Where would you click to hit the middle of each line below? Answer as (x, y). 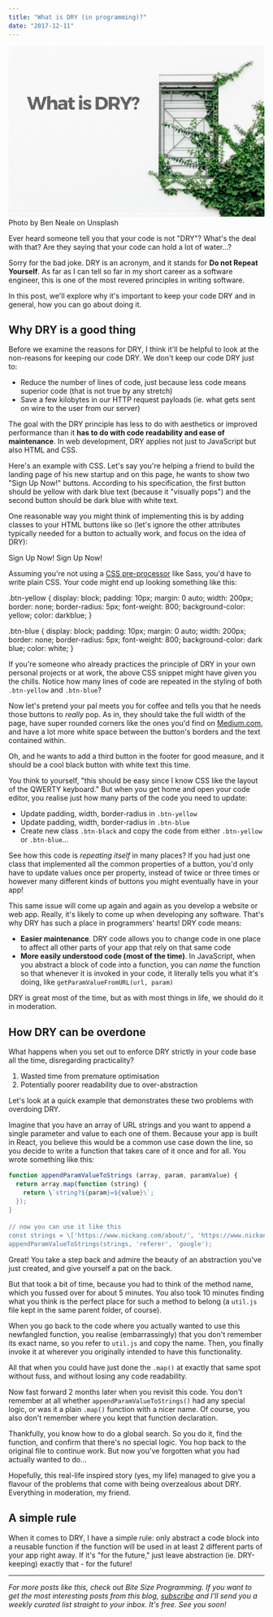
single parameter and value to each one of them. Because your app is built (133, 1134)
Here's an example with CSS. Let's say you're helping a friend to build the (132, 466)
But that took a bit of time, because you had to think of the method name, (131, 1284)
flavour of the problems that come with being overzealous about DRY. (125, 1484)
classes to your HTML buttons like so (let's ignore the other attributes (125, 525)
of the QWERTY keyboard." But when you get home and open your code (129, 789)
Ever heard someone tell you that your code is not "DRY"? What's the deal (132, 238)
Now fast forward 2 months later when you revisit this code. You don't (126, 1392)
